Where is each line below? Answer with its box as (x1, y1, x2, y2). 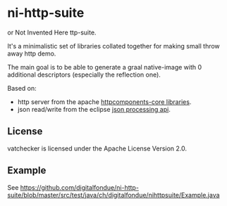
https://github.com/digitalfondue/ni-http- (20, 183, 140, 191)
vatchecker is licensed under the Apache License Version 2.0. (7, 144, 188, 153)
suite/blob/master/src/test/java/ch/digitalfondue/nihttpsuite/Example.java (7, 191, 220, 199)
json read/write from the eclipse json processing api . (17, 105, 171, 113)
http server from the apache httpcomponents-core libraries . (17, 97, 192, 106)
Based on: (7, 84, 37, 92)
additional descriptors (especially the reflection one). (7, 70, 161, 79)
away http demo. (7, 49, 56, 58)
